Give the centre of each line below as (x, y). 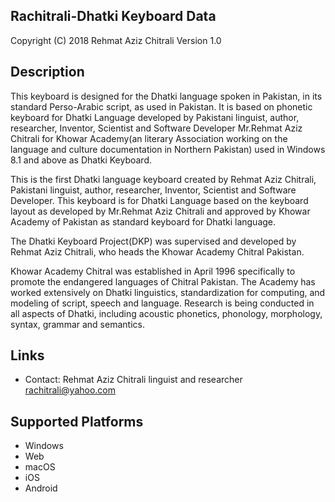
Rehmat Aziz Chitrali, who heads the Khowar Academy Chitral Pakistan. (157, 251)
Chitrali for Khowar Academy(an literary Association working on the (149, 138)
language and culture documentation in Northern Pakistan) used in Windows (168, 149)
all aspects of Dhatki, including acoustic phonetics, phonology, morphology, (166, 313)
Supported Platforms (77, 421)
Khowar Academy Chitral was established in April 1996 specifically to (153, 271)
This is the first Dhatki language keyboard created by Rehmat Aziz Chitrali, (163, 179)
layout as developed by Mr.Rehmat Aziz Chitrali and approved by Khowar (160, 211)
